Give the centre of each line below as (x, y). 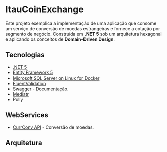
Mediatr (21, 94)
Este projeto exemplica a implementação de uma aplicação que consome (81, 23)
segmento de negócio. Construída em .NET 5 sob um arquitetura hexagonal (83, 34)
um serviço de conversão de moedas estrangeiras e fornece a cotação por (83, 28)
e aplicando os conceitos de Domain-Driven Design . (60, 39)
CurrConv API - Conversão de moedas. (53, 127)
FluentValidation (29, 83)
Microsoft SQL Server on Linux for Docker (56, 78)
